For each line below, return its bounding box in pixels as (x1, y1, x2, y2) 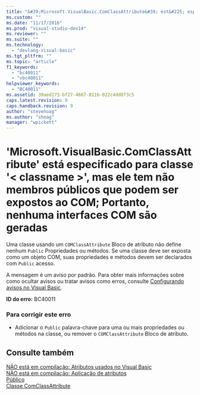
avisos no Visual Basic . (6, 284, 62, 291)
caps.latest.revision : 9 (6, 97, 68, 103)
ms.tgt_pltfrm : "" (6, 53, 52, 59)
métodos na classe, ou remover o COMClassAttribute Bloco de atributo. (14, 330, 189, 337)
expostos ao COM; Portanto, (6, 196, 149, 209)
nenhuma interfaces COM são (6, 209, 157, 222)
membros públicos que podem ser (6, 183, 179, 197)
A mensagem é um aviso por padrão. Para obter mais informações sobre (6, 272, 185, 279)
